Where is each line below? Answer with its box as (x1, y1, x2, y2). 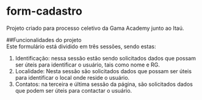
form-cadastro (6, 4, 82, 18)
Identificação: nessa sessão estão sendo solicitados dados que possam (15, 54, 197, 62)
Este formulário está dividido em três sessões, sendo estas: (6, 43, 156, 50)
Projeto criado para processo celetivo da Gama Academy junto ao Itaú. (6, 24, 184, 32)
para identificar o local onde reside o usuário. (15, 74, 130, 81)
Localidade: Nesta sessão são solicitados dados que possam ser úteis (15, 67, 192, 74)
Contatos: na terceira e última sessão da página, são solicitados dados (15, 80, 193, 88)
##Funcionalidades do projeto (6, 36, 82, 43)
